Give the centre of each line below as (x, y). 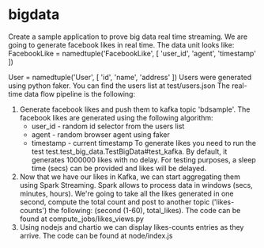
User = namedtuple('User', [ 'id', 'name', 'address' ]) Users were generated (130, 77)
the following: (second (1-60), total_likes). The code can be (145, 210)
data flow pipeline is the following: (80, 93)
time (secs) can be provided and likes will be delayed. (119, 168)
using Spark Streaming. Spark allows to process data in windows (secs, (136, 185)
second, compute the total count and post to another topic (115, 202)
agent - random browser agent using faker (100, 134)
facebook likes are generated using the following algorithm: (116, 117)
